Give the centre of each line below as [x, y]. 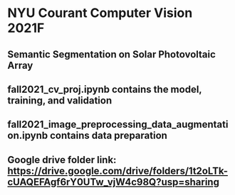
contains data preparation [108, 136]
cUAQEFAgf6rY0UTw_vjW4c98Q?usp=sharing [113, 182]
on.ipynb [28, 136]
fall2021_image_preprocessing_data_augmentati [118, 124]
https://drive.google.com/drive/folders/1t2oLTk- [117, 171]
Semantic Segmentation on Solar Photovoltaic [111, 54]
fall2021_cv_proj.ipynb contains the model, [105, 89]
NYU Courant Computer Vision [100, 13]
